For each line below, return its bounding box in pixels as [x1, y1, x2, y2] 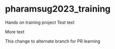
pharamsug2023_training [5, 3, 111, 15]
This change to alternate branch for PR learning [5, 38, 101, 44]
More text [5, 29, 24, 34]
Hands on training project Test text [5, 19, 75, 25]
